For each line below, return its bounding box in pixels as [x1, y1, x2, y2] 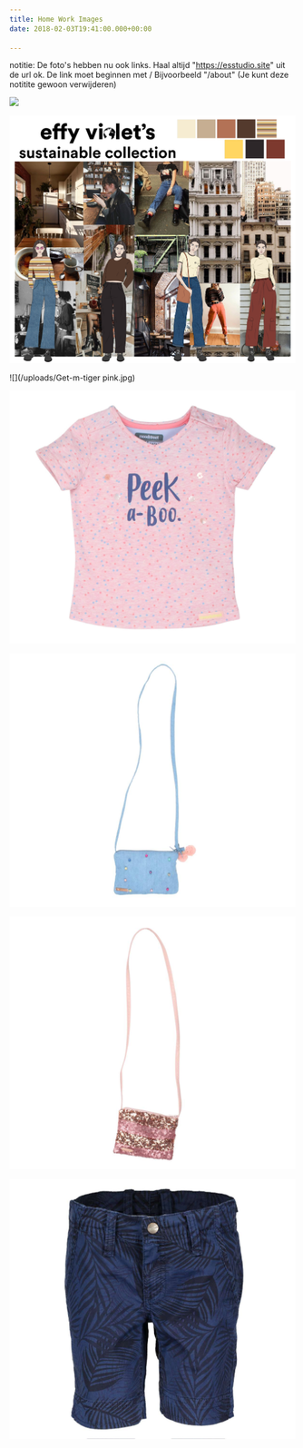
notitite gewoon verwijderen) [9, 79, 117, 90]
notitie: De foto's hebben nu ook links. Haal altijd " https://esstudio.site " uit [9, 60, 286, 71]
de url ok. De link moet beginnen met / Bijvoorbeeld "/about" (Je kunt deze [9, 69, 289, 81]
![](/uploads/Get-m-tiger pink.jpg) [9, 372, 136, 383]
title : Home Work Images [9, 15, 103, 24]
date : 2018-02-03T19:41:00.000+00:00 [9, 24, 152, 34]
